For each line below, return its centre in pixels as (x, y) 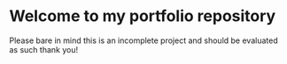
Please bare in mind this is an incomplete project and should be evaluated (143, 40)
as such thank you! (43, 49)
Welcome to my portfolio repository (143, 16)
